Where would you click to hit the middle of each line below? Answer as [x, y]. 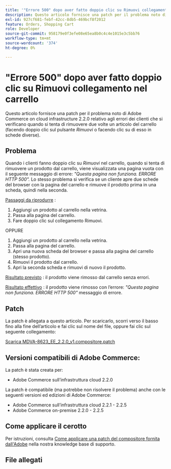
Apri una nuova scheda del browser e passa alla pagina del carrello [83, 251]
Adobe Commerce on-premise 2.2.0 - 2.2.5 [58, 410]
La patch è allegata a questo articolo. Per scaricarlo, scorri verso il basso [82, 321]
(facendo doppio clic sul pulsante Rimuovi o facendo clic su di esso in [78, 129]
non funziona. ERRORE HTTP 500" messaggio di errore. [64, 293]
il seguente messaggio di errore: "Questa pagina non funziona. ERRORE [81, 174]
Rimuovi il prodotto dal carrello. [45, 262]
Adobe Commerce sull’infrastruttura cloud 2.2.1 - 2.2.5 [70, 405]
